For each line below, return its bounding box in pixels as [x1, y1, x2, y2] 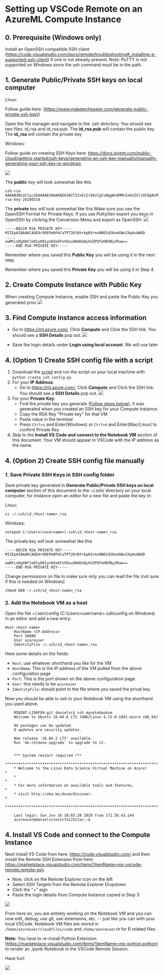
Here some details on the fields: [5, 651, 69, 657]
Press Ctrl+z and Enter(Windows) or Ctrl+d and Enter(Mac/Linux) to [19, 421, 157, 427]
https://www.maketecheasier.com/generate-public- [44, 106, 148, 112]
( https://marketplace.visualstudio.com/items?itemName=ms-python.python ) [5, 941, 159, 947]
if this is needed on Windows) [5, 578, 65, 584]
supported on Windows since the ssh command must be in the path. [5, 62, 143, 67]
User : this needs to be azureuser [12, 681, 77, 687]
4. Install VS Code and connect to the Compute [5, 830, 150, 839]
